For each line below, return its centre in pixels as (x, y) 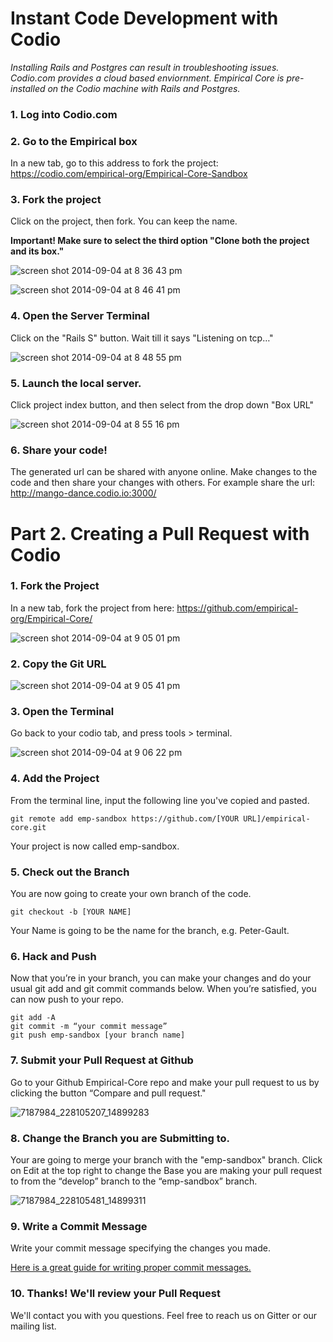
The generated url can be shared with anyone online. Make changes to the (164, 472)
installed (28, 88)
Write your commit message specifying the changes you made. (141, 1248)
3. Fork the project (56, 200)
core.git (28, 827)
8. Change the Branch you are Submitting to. (120, 1138)
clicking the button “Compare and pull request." (108, 1093)
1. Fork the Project (55, 586)
